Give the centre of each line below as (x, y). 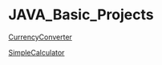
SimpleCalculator (36, 52)
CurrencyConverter (40, 37)
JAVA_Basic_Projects (81, 15)
